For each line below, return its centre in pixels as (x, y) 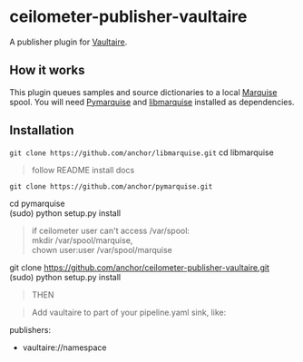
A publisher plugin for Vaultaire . (68, 42)
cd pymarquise (37, 203)
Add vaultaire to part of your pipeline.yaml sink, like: (129, 312)
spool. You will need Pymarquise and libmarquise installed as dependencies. (152, 102)
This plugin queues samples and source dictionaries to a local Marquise (143, 92)
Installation (42, 130)
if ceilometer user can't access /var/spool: (111, 230)
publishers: (30, 329)
